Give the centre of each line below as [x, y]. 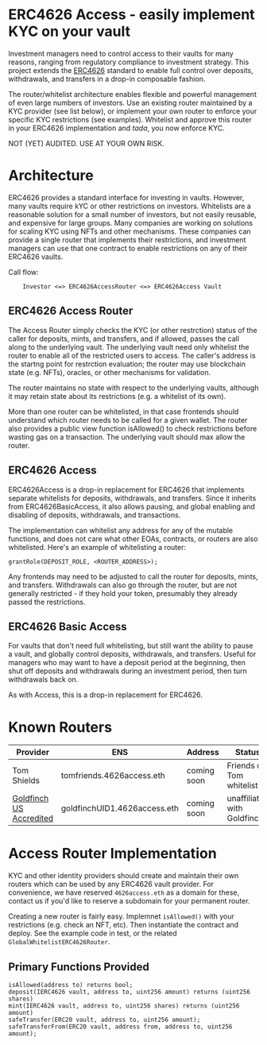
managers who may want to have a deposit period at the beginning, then [127, 663]
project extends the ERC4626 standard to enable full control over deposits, [131, 70]
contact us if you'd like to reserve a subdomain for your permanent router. [129, 901]
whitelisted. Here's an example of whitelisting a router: [97, 547]
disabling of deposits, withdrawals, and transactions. [95, 515]
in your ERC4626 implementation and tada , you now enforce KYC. [116, 128]
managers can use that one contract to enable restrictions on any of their [128, 248]
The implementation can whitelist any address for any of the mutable [121, 530]
